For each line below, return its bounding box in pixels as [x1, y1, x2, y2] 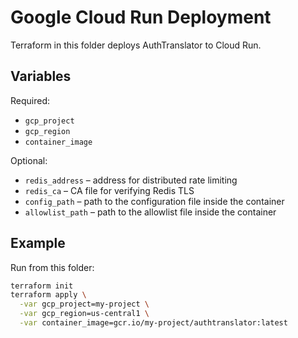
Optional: [10, 154, 48, 166]
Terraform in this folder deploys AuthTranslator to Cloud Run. [10, 39, 262, 51]
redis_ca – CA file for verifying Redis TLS [24, 184, 195, 196]
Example [10, 235, 66, 252]
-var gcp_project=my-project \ [19, 299, 150, 310]
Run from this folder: [10, 261, 95, 273]
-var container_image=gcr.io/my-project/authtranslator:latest [19, 318, 288, 328]
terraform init [10, 281, 74, 291]
